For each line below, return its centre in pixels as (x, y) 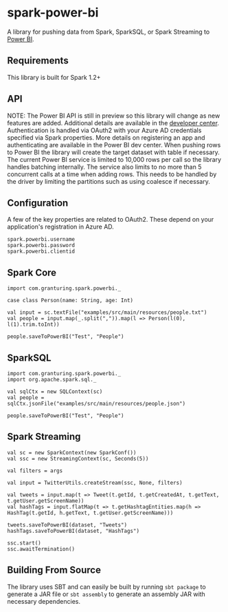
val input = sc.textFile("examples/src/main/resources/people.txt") (107, 313)
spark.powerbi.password (41, 246)
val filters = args (35, 471)
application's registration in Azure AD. (61, 227)
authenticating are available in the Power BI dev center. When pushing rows (114, 145)
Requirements (38, 61)
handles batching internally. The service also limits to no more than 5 (104, 167)
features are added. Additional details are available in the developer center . (113, 123)
